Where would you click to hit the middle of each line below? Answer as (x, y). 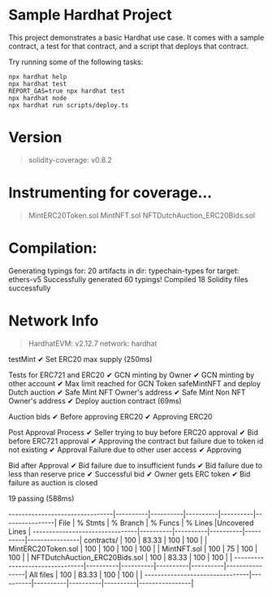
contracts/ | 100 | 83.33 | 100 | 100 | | (146, 540)
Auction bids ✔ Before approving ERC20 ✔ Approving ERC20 (110, 416)
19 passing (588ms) (41, 498)
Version (35, 138)
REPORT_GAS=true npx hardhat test (67, 91)
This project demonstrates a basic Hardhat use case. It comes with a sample (136, 37)
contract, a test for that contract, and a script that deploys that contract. (129, 46)
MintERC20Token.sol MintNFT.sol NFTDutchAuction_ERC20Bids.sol (142, 215)
